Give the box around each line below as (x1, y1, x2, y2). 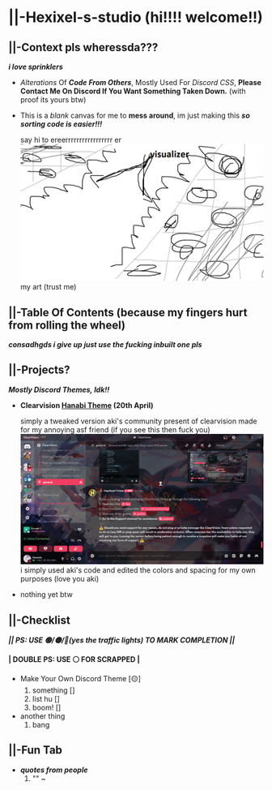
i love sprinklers (8, 62, 63, 71)
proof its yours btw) (19, 95, 87, 105)
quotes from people (19, 765, 88, 775)
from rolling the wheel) (8, 318, 125, 332)
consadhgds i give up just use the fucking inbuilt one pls (8, 339, 202, 349)
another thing (19, 711, 66, 721)
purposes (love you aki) (19, 574, 100, 584)
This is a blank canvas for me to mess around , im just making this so (19, 110, 251, 120)
